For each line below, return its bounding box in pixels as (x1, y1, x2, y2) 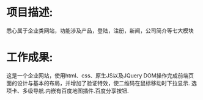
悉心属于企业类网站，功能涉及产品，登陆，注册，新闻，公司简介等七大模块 (6, 27, 194, 34)
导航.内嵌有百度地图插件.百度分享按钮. (32, 87, 130, 95)
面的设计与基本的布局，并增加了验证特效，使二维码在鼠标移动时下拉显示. (6, 79, 191, 87)
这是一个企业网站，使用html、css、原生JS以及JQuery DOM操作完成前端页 (6, 71, 194, 79)
